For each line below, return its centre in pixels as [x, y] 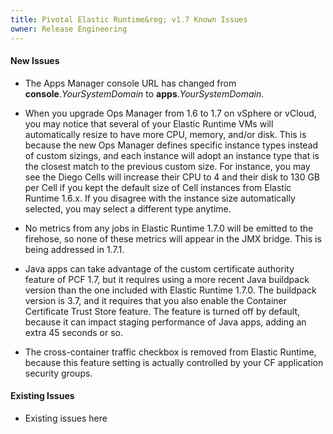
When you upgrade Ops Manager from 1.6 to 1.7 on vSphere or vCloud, [170, 113]
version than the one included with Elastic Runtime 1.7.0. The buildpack [170, 290]
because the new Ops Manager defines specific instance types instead [171, 145]
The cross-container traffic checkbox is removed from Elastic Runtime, [170, 352]
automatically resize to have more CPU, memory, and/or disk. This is [165, 134]
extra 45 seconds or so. [74, 332]
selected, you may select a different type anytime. [128, 208]
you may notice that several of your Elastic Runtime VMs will [149, 123]
